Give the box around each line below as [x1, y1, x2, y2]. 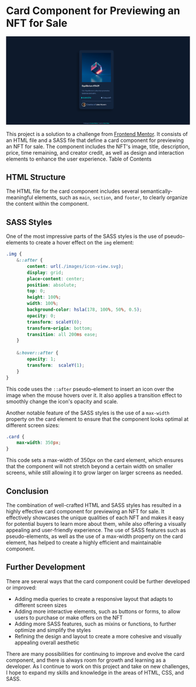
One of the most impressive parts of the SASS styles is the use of [6, 233, 163, 240]
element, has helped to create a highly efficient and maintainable [6, 539, 162, 546]
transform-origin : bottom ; [27, 325, 93, 331]
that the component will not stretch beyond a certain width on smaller [6, 463, 173, 470]
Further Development [6, 562, 86, 572]
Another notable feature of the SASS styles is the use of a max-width [6, 409, 170, 416]
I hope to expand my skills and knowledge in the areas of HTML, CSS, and [6, 669, 184, 676]
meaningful [6, 194, 33, 201]
